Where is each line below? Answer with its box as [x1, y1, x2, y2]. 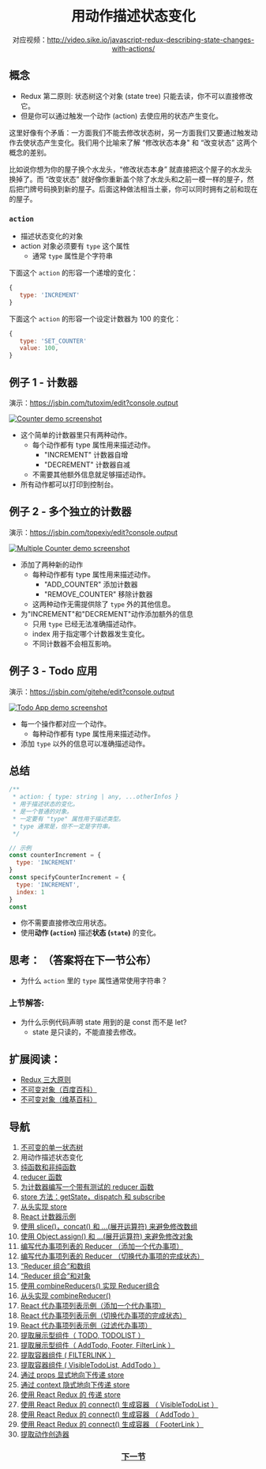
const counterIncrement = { [9, 852, 102, 860]
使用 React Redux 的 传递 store [20, 1390, 121, 1399]
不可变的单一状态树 [20, 1143, 84, 1152]
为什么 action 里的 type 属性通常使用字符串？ [20, 976, 168, 985]
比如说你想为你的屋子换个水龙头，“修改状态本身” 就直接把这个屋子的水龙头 [9, 164, 253, 174]
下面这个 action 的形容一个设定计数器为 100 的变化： [9, 313, 182, 323]
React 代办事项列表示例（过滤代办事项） [20, 1321, 152, 1330]
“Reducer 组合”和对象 [20, 1271, 92, 1281]
